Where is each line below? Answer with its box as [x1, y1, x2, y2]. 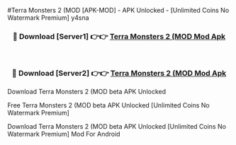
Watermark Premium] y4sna [7, 13, 90, 22]
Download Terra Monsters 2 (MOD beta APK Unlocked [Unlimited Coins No [7, 122, 227, 130]
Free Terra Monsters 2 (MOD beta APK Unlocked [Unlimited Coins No [7, 100, 210, 109]
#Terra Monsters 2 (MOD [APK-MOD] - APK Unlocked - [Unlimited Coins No [7, 6, 230, 14]
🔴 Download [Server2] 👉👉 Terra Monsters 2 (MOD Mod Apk [11, 69, 227, 79]
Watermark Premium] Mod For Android [7, 129, 120, 138]
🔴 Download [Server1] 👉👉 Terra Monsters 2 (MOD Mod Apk [12, 31, 226, 41]
